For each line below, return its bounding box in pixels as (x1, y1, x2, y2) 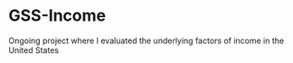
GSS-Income (8, 5, 106, 26)
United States (8, 44, 60, 55)
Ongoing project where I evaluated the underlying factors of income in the (8, 35, 285, 46)
